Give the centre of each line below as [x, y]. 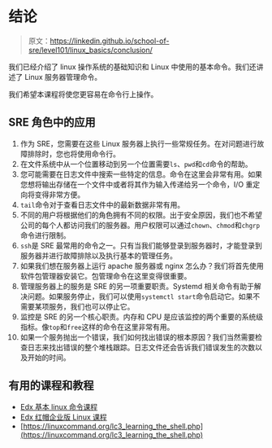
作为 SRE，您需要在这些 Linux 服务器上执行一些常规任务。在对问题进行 [138, 143]
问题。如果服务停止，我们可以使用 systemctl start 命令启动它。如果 [140, 296]
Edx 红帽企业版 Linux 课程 [63, 417]
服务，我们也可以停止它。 [91, 306]
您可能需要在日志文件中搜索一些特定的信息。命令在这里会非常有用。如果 [141, 174]
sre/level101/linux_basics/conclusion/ [90, 50]
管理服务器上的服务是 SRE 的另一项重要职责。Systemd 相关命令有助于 [137, 286]
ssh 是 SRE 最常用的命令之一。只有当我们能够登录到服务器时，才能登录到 [141, 245]
